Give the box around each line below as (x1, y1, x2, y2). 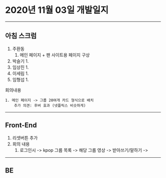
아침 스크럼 (5, 32, 37, 40)
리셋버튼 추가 (12, 135, 38, 141)
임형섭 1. (12, 76, 29, 82)
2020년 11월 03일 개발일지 (5, 4, 109, 16)
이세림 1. (12, 70, 29, 76)
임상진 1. (12, 64, 29, 70)
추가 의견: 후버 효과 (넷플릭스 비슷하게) (14, 103, 86, 108)
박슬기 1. (12, 58, 29, 64)
